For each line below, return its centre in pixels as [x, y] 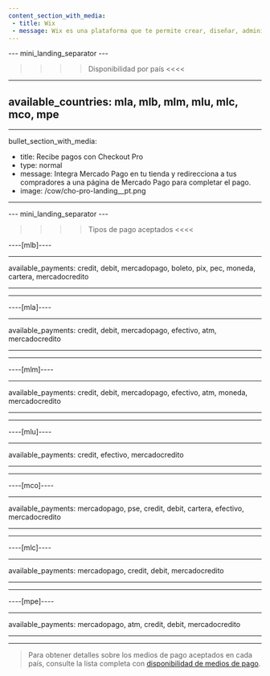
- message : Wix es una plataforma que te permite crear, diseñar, [125, 31]
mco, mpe [34, 114]
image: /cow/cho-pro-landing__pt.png [83, 191]
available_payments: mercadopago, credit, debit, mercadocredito [117, 571]
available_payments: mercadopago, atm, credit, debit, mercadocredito [125, 625]
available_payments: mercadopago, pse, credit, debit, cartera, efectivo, [126, 509]
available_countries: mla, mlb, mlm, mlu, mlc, [123, 102]
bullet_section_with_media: [53, 141]
